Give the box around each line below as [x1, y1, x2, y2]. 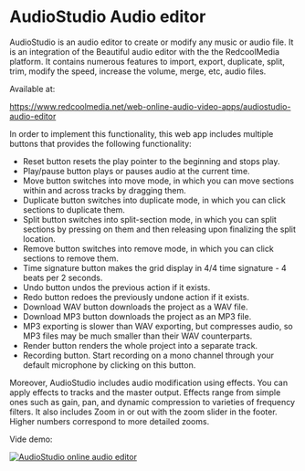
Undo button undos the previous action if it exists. [22, 281, 211, 293]
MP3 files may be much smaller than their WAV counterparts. [22, 330, 253, 341]
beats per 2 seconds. [22, 272, 103, 283]
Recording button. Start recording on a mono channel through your [22, 350, 275, 361]
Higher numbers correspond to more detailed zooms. [9, 415, 210, 426]
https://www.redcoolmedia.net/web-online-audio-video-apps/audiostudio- [9, 100, 291, 111]
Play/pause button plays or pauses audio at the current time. [22, 165, 250, 176]
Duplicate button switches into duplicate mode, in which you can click [22, 194, 286, 205]
